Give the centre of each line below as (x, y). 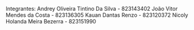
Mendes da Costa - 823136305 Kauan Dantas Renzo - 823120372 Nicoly (97, 15)
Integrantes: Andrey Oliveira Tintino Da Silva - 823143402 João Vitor (92, 9)
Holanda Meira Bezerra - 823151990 (51, 21)
